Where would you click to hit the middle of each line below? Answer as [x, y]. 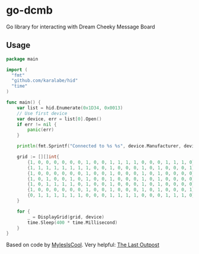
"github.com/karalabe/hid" [45, 81]
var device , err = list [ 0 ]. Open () [59, 119]
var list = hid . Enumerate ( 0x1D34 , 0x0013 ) [70, 108]
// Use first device [42, 113]
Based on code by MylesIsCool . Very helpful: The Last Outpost [83, 245]
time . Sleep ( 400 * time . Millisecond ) [73, 223]
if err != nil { [37, 124]
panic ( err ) [41, 130]
